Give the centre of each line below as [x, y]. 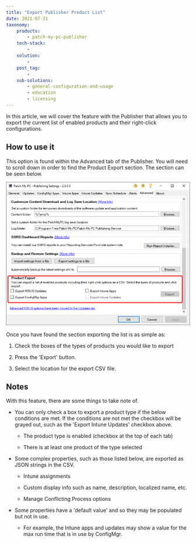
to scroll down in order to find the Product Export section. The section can [95, 168]
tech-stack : [31, 43]
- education [42, 93]
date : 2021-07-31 [27, 18]
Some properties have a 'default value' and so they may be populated [98, 510]
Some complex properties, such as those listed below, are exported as [99, 459]
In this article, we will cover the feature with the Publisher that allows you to [97, 116]
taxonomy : [18, 25]
